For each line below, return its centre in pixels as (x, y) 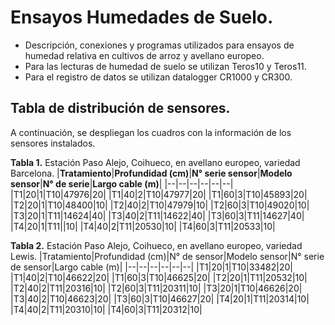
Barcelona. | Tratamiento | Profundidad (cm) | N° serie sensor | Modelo (151, 173)
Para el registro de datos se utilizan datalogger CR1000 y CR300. (158, 77)
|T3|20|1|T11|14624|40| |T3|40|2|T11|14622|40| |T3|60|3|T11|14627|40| (157, 215)
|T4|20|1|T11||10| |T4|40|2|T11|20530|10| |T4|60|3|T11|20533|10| (143, 226)
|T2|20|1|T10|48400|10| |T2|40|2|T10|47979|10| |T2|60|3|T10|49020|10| (160, 205)
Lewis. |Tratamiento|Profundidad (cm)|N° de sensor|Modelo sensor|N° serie (167, 256)
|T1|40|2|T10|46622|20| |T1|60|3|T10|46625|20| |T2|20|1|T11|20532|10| (159, 277)
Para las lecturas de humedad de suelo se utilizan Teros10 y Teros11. (165, 66)
